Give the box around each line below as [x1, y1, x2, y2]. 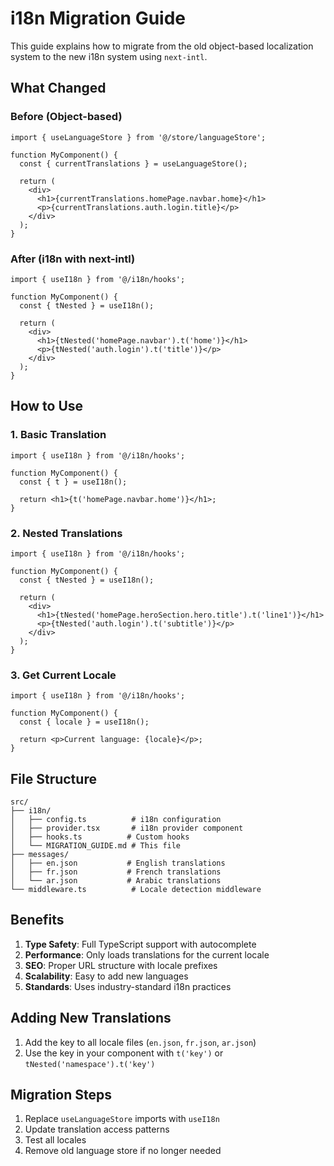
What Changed [10, 80, 107, 97]
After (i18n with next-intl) [10, 252, 136, 266]
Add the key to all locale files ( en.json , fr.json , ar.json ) [24, 1036, 257, 1048]
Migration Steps [10, 1087, 113, 1104]
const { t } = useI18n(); [19, 477, 128, 487]
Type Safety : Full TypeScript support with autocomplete [24, 938, 257, 950]
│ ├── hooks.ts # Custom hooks [10, 832, 190, 842]
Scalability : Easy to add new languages [24, 970, 189, 982]
